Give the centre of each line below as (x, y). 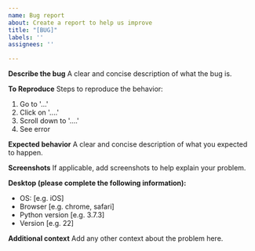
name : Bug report (36, 15)
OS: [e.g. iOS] (42, 198)
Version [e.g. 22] (47, 224)
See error (35, 129)
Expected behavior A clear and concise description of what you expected (128, 144)
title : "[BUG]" (33, 30)
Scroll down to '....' (49, 121)
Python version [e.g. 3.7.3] (62, 215)
